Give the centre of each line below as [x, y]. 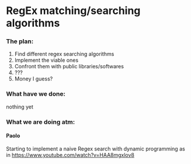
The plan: [20, 41]
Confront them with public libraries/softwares [69, 67]
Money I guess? [34, 79]
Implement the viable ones [46, 60]
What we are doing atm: [41, 122]
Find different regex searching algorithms [64, 54]
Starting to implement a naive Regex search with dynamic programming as [95, 149]
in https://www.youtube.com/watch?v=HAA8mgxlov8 [70, 155]
